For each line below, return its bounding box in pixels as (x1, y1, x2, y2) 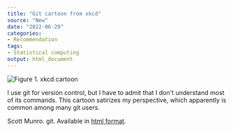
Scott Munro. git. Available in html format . (7, 117, 127, 125)
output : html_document (7, 56, 73, 63)
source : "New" (7, 17, 49, 24)
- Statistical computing (7, 50, 80, 57)
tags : (7, 43, 23, 50)
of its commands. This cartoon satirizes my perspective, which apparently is (7, 96, 227, 104)
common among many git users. (7, 103, 100, 112)
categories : (7, 29, 42, 37)
